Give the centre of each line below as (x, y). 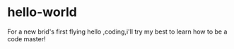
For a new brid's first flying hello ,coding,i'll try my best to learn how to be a (117, 31)
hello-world (42, 12)
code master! (27, 38)
